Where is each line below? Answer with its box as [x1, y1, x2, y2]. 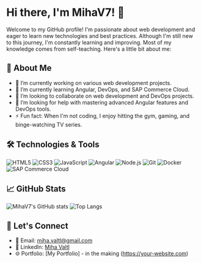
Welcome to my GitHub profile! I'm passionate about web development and [6, 26, 196, 33]
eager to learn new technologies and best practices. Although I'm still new [6, 32, 194, 39]
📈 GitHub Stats [6, 183, 66, 194]
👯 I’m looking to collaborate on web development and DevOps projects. [15, 92, 194, 100]
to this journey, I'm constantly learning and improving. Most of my [6, 39, 172, 46]
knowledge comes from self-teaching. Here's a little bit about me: [6, 45, 172, 53]
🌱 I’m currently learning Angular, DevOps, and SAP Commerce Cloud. [15, 86, 190, 93]
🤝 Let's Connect [6, 220, 68, 231]
